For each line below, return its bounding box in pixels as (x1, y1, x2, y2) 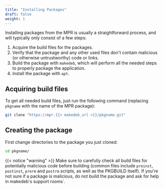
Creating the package (5, 126, 72, 135)
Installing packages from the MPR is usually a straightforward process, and (5, 30, 157, 36)
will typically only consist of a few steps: (5, 35, 87, 41)
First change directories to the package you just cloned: (5, 139, 118, 145)
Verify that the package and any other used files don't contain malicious (12, 50, 158, 55)
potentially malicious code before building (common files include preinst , (5, 162, 153, 168)
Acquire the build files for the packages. (12, 45, 94, 51)
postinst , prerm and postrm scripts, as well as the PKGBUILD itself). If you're (5, 168, 158, 174)
